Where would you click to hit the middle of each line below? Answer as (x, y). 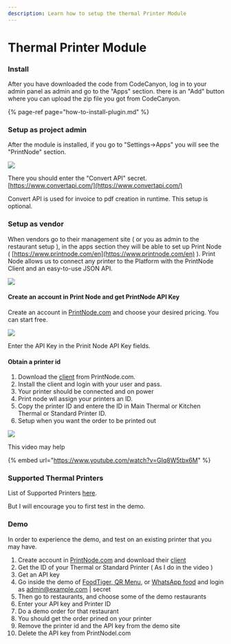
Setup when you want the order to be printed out (87, 421)
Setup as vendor (36, 224)
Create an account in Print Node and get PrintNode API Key (94, 297)
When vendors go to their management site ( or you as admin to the (104, 239)
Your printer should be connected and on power (86, 391)
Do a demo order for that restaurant (68, 611)
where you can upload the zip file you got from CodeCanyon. (94, 99)
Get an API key (39, 575)
